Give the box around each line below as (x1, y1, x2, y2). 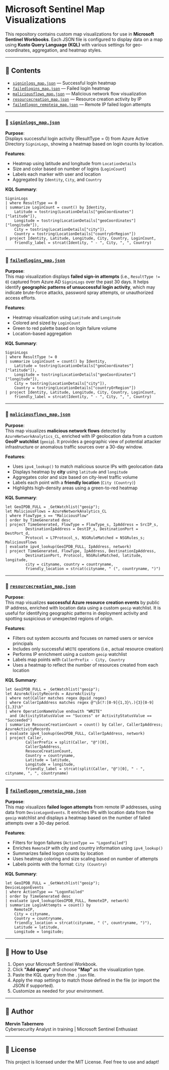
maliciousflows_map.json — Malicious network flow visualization (12, 90, 147, 96)
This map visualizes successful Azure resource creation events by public (5, 599, 160, 605)
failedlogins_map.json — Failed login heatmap (12, 85, 110, 91)
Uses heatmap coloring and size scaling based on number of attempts (12, 856, 158, 862)
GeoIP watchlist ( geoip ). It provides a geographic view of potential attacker (5, 438, 161, 444)
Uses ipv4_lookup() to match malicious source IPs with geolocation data (12, 463, 163, 469)
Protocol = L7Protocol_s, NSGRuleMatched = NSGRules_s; (25, 535, 145, 540)
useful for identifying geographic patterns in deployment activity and (5, 610, 148, 616)
